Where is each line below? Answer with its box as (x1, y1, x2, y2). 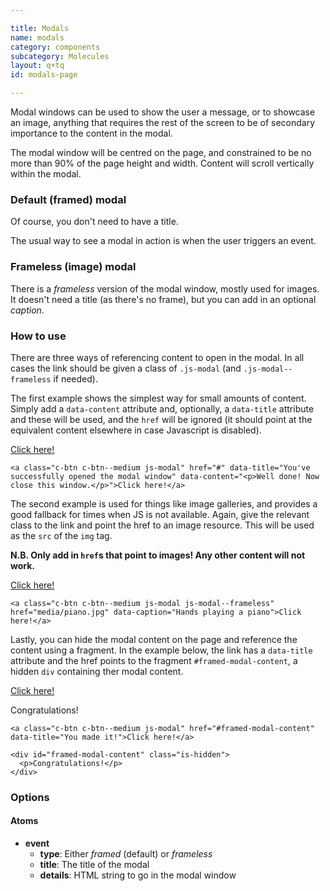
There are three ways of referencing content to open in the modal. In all (10, 351, 305, 363)
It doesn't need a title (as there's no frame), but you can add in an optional (10, 293, 317, 305)
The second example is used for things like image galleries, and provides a (10, 497, 318, 510)
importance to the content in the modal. (10, 127, 173, 139)
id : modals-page (10, 70, 78, 80)
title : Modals (10, 23, 70, 33)
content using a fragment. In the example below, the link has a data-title (10, 644, 313, 656)
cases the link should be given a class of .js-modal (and (10, 362, 242, 374)
